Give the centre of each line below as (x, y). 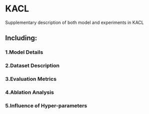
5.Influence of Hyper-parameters (46, 106)
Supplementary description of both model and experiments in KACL (74, 22)
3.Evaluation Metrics (31, 79)
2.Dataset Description (32, 66)
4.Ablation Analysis (30, 93)
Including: (21, 38)
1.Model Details (24, 52)
